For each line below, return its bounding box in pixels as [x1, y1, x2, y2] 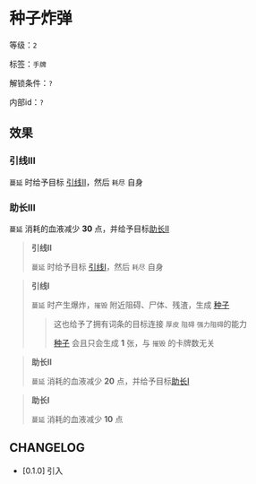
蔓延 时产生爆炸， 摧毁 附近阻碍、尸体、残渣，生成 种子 [30, 299, 230, 310]
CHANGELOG [9, 440, 85, 455]
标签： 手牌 [9, 58, 47, 69]
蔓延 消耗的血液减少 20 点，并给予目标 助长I [30, 376, 190, 386]
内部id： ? [9, 96, 45, 108]
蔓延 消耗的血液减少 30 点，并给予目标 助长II [9, 223, 170, 234]
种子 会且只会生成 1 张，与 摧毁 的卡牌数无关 [53, 337, 216, 348]
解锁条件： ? [9, 77, 54, 88]
